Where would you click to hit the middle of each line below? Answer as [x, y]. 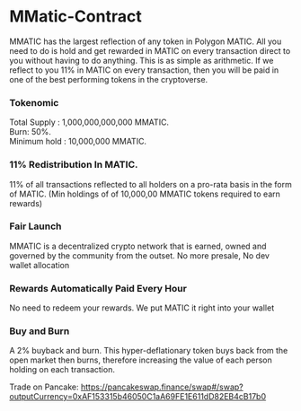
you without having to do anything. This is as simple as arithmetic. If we [142, 60]
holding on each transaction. [62, 370]
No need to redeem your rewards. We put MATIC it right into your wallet [142, 308]
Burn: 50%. [31, 132]
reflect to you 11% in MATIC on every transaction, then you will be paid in [144, 70]
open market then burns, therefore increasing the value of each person [141, 360]
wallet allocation [40, 265]
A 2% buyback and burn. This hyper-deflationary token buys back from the [149, 351]
